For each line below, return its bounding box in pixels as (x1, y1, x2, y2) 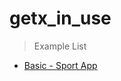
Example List (33, 40, 87, 52)
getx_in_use (9, 7, 112, 30)
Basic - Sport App (23, 59, 98, 71)
